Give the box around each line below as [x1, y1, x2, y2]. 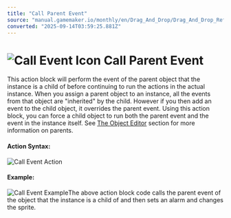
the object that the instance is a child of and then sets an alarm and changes [7, 195, 223, 204]
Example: [7, 173, 35, 182]
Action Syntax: [7, 142, 51, 150]
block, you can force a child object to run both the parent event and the [7, 111, 210, 120]
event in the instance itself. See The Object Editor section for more [7, 119, 195, 127]
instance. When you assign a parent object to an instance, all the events [7, 90, 211, 98]
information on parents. [7, 127, 74, 135]
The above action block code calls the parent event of [68, 188, 221, 197]
